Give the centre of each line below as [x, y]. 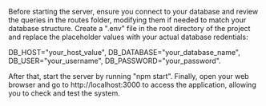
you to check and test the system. [64, 93]
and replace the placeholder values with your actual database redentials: [128, 37]
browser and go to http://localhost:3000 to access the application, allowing [132, 84]
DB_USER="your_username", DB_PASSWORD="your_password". [115, 61]
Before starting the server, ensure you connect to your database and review [133, 12]
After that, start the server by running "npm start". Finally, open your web [129, 76]
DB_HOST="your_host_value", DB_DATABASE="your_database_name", [124, 52]
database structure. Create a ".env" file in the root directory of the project [129, 28]
